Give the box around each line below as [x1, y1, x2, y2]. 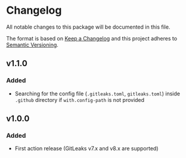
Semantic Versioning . [6, 41, 58, 48]
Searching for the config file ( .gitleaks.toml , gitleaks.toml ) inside [14, 90, 181, 97]
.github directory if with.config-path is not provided [14, 96, 145, 103]
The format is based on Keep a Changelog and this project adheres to [6, 35, 178, 42]
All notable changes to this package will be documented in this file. [6, 23, 170, 30]
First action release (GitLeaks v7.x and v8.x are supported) [14, 145, 159, 152]
